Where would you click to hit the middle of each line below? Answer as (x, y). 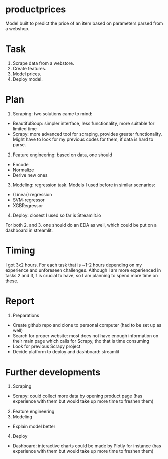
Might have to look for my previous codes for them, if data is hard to (83, 139)
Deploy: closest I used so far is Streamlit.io (57, 215)
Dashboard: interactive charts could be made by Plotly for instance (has (87, 446)
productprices (36, 9)
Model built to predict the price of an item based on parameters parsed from (84, 23)
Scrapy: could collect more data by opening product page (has (77, 396)
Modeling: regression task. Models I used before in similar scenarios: (84, 185)
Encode (20, 164)
